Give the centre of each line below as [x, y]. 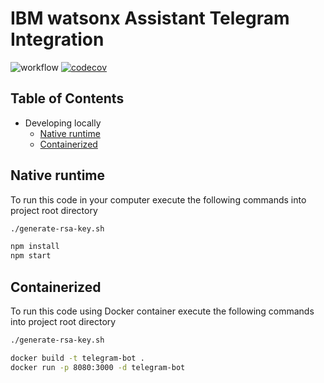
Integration [57, 39]
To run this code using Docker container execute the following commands [162, 311]
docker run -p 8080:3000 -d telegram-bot [98, 367]
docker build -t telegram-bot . [77, 358]
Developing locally [63, 123]
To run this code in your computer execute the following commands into [158, 199]
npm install [35, 247]
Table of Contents [67, 98]
